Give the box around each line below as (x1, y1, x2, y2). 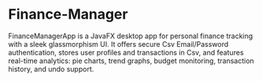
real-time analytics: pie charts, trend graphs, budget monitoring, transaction (8, 56, 254, 65)
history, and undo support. (8, 64, 94, 73)
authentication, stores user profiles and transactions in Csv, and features (8, 48, 244, 57)
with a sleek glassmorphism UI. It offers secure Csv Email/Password (8, 39, 229, 48)
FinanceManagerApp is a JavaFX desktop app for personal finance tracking (8, 31, 253, 40)
